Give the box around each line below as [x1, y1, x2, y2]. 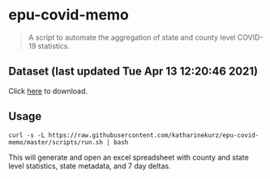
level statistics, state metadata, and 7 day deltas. [8, 160, 172, 171]
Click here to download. [8, 86, 88, 96]
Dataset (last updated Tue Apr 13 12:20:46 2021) [8, 65, 258, 79]
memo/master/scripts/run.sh [8, 138, 104, 147]
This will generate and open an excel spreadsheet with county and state [8, 152, 249, 162]
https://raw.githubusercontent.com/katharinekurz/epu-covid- [48, 131, 259, 139]
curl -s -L [8, 131, 45, 139]
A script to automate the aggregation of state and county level [28, 32, 236, 42]
